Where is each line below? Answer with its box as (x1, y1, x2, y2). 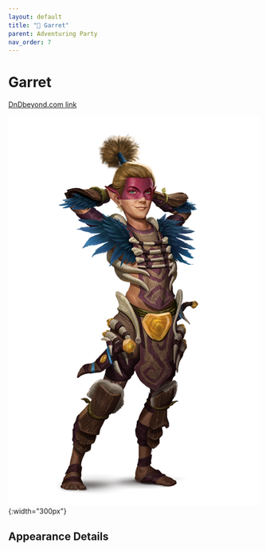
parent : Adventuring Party (8, 30, 98, 37)
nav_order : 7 (8, 38, 52, 46)
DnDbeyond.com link (8, 100, 77, 109)
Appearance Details (8, 529, 109, 543)
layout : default (8, 13, 62, 21)
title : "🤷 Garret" (8, 21, 69, 30)
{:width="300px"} (8, 506, 67, 516)
